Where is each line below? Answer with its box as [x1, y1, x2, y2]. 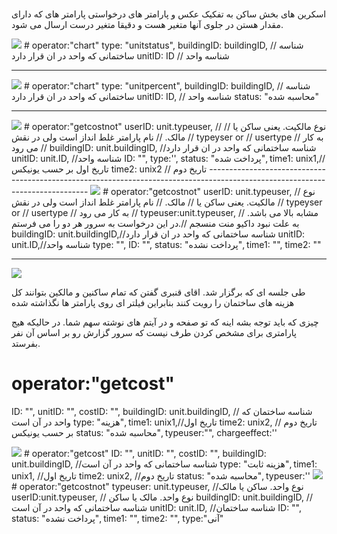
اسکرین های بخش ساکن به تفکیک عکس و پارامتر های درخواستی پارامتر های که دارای [11, 8, 327, 20]
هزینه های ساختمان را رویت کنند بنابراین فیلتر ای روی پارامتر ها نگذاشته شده [11, 297, 295, 309]
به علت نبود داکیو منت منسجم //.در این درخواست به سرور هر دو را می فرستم [11, 218, 300, 230]
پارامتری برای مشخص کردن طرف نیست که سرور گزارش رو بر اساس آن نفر [11, 327, 297, 339]
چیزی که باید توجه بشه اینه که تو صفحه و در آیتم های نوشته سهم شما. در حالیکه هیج [11, 316, 319, 328]
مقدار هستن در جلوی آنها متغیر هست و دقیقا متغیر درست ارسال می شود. [11, 19, 284, 31]
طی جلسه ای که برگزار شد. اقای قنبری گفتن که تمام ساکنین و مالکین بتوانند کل [11, 286, 306, 298]
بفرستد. [11, 338, 41, 350]
